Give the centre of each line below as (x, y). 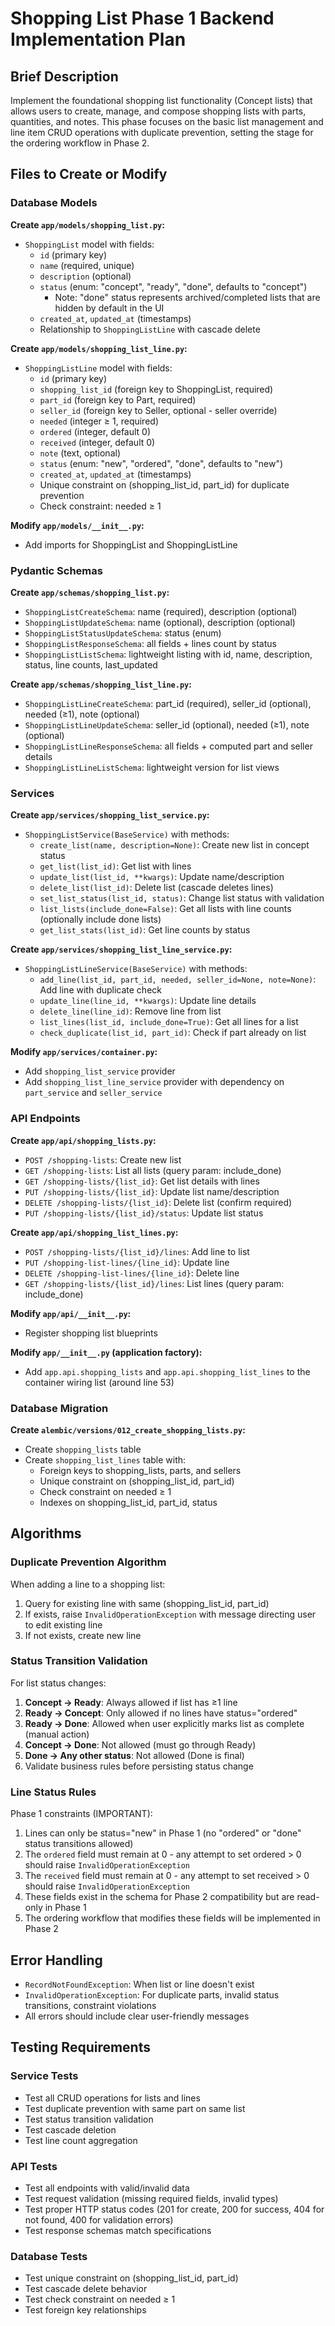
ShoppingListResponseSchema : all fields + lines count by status (150, 643)
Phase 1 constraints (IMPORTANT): (81, 1814)
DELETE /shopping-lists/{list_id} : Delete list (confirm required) (158, 1202)
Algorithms (46, 1533)
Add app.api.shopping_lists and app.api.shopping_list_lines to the (167, 1371)
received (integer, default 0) (97, 442)
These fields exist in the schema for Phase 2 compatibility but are (159, 1897)
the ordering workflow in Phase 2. (80, 143)
